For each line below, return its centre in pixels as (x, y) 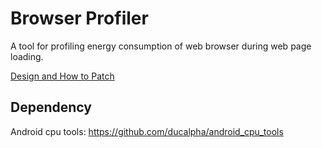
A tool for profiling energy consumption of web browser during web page (161, 46)
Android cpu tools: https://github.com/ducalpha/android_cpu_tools (147, 131)
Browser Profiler (79, 18)
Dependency (51, 107)
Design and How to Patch (62, 76)
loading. (27, 56)
